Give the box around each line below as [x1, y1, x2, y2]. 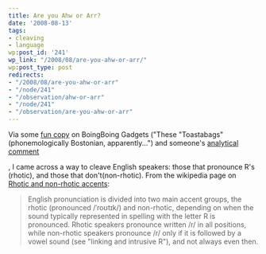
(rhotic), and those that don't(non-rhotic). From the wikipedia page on [8, 170, 237, 180]
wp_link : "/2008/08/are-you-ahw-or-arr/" [8, 57, 148, 64]
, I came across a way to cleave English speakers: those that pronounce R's [8, 162, 256, 171]
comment [8, 147, 40, 156]
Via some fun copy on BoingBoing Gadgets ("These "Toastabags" [8, 130, 224, 139]
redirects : [8, 71, 44, 79]
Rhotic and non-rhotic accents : [8, 179, 110, 188]
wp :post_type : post [8, 64, 73, 72]
